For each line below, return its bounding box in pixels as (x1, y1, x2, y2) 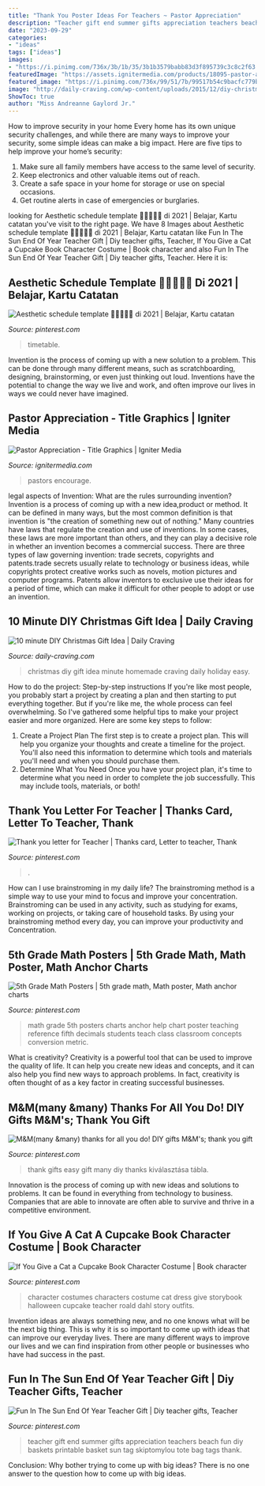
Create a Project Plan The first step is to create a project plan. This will (19, 731, 248, 740)
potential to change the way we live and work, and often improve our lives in (8, 380, 256, 390)
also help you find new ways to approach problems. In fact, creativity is (8, 1069, 241, 1080)
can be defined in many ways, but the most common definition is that (8, 508, 233, 517)
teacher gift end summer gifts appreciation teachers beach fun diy (27, 1436, 244, 1446)
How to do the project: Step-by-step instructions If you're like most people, (8, 682, 252, 691)
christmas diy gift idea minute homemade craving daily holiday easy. (27, 666, 251, 676)
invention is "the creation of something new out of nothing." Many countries (8, 516, 255, 526)
